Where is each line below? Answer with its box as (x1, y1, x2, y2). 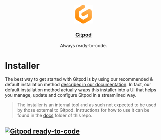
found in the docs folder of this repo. (17, 112, 93, 119)
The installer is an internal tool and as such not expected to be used (17, 102, 157, 108)
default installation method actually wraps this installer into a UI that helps (5, 87, 157, 93)
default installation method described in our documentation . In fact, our (5, 82, 151, 88)
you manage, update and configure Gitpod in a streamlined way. (5, 92, 137, 98)
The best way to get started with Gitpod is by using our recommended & (5, 76, 153, 82)
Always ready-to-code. (60, 43, 107, 49)
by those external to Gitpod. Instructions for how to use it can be (17, 107, 150, 113)
